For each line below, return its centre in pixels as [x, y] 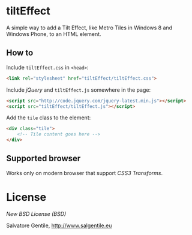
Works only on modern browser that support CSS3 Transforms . [85, 173]
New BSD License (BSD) [36, 213]
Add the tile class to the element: [49, 117]
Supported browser [43, 159]
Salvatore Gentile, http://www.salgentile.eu [59, 225]
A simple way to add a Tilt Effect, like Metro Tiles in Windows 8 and [89, 28]
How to [20, 53]
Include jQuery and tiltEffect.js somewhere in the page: [79, 90]
